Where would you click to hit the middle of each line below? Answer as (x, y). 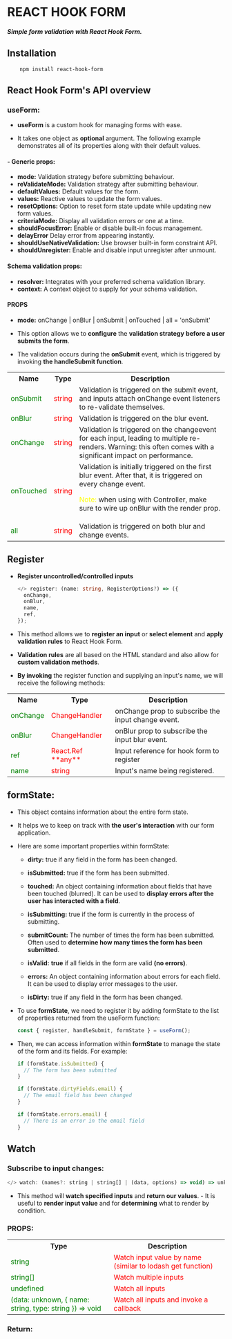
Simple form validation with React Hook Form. (75, 31)
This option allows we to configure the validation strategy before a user (121, 333)
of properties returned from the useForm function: (88, 1018)
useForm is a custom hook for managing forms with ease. (99, 125)
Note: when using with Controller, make (143, 500)
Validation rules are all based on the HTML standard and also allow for (118, 654)
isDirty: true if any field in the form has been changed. (105, 997)
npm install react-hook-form (61, 69)
